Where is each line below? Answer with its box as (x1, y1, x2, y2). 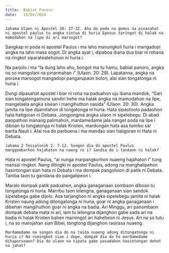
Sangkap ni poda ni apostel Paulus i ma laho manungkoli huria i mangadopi (5, 44, 161, 50)
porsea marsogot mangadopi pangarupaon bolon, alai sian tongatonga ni (5, 75, 157, 81)
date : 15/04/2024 (5, 12, 46, 17)
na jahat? (5, 243, 26, 248)
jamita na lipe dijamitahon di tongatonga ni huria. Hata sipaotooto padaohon (5, 106, 162, 112)
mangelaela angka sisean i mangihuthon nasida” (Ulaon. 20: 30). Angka (5, 101, 154, 107)
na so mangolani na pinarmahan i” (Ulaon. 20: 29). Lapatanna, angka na (5, 69, 155, 76)
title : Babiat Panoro (5, 7, 53, 13)
